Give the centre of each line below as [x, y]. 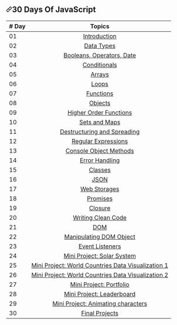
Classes [100, 170]
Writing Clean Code [100, 217]
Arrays [100, 74]
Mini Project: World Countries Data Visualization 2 [100, 274]
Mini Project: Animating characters [100, 303]
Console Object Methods [100, 150]
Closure [100, 208]
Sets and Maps [100, 122]
